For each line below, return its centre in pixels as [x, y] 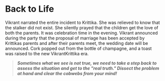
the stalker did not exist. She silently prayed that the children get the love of [82, 27]
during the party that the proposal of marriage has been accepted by [75, 38]
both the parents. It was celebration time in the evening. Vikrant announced [82, 33]
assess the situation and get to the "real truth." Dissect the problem [88, 68]
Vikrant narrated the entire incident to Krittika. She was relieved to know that [82, 22]
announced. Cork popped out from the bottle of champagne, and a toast [78, 48]
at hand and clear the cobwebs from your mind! [67, 73]
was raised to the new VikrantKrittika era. [47, 53]
